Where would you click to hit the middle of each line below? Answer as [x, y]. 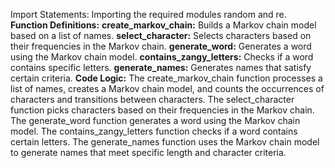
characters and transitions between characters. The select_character [152, 99]
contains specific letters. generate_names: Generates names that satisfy [161, 67]
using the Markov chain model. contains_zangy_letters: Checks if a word [162, 57]
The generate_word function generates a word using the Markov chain [155, 120]
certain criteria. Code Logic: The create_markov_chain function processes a [166, 78]
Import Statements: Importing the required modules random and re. [148, 14]
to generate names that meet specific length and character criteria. [148, 152]
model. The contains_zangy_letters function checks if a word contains [154, 131]
